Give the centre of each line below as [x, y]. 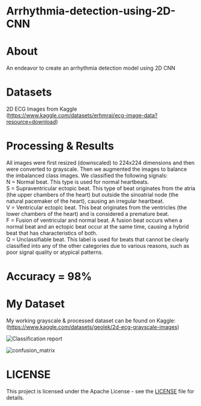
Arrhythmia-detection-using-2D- [91, 11]
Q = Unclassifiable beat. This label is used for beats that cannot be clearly [97, 239]
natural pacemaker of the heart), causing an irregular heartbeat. [85, 201]
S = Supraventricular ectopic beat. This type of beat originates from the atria [101, 188]
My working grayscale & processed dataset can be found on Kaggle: [91, 321]
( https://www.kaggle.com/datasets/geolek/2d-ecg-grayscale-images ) [93, 327]
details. [15, 398]
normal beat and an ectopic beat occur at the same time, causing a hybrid [97, 226]
